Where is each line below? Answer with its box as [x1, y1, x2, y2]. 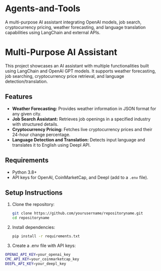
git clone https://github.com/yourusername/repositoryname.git [12, 211, 143, 216]
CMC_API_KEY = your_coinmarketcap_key [5, 256, 79, 262]
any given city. [12, 111, 42, 116]
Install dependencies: [12, 225, 55, 230]
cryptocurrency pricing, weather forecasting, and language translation [5, 24, 146, 30]
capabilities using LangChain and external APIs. [5, 29, 101, 35]
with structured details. [12, 121, 58, 127]
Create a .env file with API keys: [12, 243, 76, 248]
